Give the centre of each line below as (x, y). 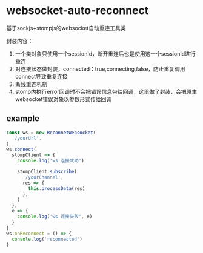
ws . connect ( (21, 149)
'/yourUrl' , (27, 138)
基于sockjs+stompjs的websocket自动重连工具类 (66, 28)
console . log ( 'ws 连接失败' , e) (55, 217)
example (23, 119)
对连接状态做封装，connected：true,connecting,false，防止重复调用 (100, 69)
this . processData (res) (57, 188)
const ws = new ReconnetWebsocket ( (51, 133)
